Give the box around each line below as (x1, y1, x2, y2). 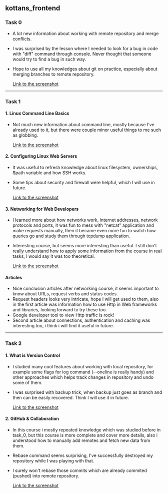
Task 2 (5, 340, 22, 347)
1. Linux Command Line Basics (5, 110, 69, 117)
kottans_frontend (5, 4, 60, 13)
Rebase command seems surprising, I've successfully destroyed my (12, 452, 153, 458)
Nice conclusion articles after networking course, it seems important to (12, 285, 159, 292)
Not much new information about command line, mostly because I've (12, 121, 155, 127)
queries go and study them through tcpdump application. (12, 233, 130, 239)
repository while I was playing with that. (12, 457, 94, 463)
